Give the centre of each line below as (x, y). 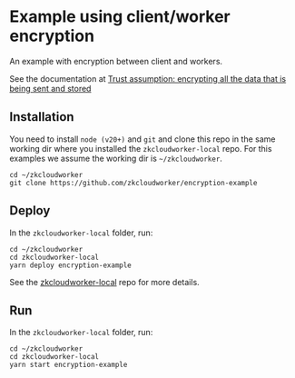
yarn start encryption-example (69, 365)
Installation (42, 117)
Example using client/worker (120, 17)
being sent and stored (50, 88)
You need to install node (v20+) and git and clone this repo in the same (143, 139)
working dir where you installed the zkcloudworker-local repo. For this (141, 148)
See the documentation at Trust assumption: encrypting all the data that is (148, 78)
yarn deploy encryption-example (70, 265)
